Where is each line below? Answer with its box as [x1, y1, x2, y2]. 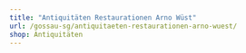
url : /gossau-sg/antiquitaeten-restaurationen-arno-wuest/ [9, 22, 238, 31]
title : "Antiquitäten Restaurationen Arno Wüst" [9, 13, 197, 22]
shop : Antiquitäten [9, 30, 84, 39]
